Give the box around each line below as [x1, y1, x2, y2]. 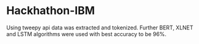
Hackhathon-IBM [6, 4, 95, 18]
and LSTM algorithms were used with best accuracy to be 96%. [6, 30, 167, 37]
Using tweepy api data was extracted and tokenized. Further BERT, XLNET [6, 24, 194, 31]
